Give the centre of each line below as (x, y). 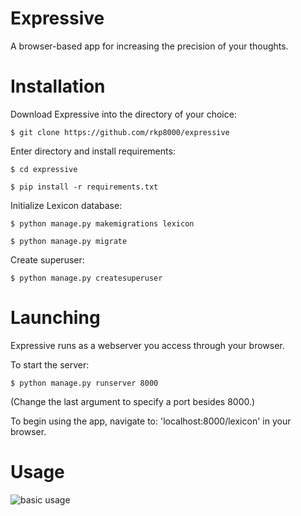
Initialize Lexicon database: (66, 205)
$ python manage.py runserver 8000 (84, 383)
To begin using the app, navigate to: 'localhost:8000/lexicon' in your (151, 421)
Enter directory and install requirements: (93, 151)
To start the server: (50, 364)
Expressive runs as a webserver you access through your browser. (147, 345)
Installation (58, 86)
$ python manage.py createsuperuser (86, 278)
